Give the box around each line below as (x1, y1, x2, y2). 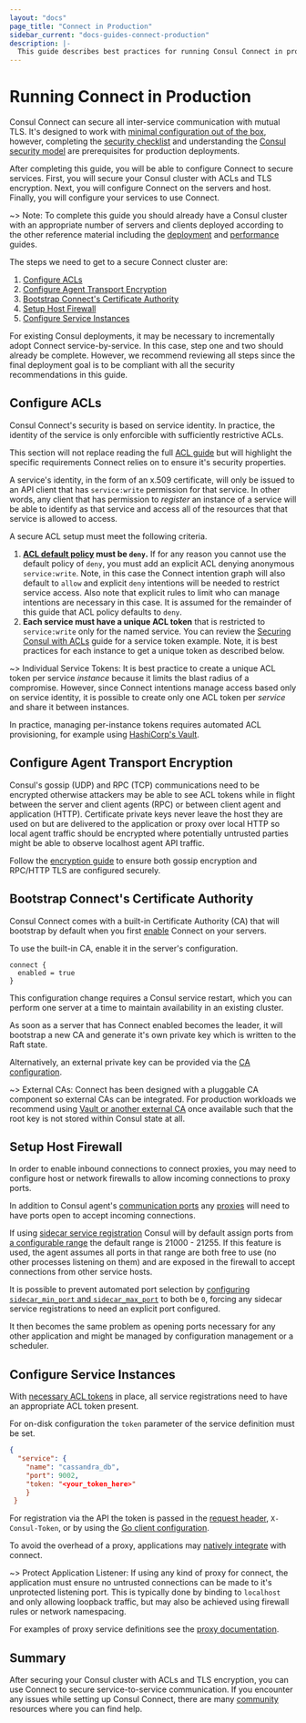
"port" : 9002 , (25, 1471, 79, 1480)
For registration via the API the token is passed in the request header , (9, 1513, 270, 1524)
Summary (9, 1650, 66, 1666)
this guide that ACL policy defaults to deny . (22, 607, 182, 617)
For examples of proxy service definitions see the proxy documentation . (9, 1624, 280, 1635)
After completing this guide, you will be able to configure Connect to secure (9, 163, 294, 174)
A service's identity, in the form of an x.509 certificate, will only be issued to (9, 474, 295, 485)
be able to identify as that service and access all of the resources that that (9, 503, 289, 515)
